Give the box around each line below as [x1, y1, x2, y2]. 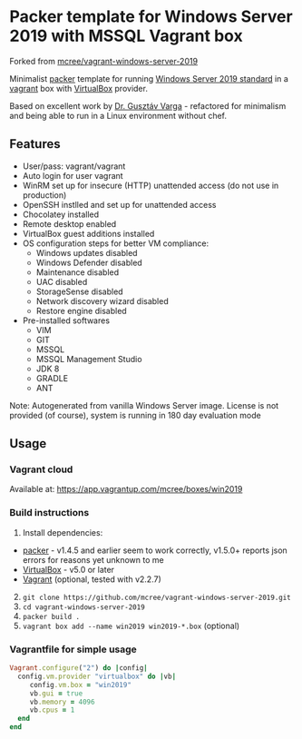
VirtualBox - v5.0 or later [22, 564, 115, 575]
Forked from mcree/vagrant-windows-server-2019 [9, 55, 198, 66]
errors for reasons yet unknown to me [22, 554, 165, 565]
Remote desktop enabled [22, 218, 117, 229]
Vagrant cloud [9, 463, 73, 476]
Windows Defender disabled [35, 257, 142, 268]
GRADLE [35, 372, 69, 383]
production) [22, 189, 67, 201]
